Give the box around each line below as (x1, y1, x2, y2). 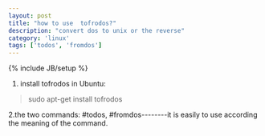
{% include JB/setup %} (8, 63, 88, 73)
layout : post (8, 11, 52, 20)
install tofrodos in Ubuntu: (19, 79, 106, 89)
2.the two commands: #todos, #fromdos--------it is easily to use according (8, 110, 258, 120)
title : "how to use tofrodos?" (8, 19, 116, 27)
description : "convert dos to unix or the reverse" (8, 26, 185, 34)
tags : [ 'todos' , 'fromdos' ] (8, 42, 103, 50)
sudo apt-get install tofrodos (27, 94, 123, 104)
